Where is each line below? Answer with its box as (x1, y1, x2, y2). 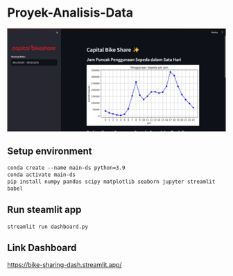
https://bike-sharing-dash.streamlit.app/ (7, 260, 123, 268)
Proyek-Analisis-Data (7, 5, 134, 21)
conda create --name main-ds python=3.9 (7, 164, 126, 171)
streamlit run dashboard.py (7, 223, 89, 230)
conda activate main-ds (7, 171, 76, 178)
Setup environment (7, 145, 92, 157)
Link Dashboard (7, 242, 77, 254)
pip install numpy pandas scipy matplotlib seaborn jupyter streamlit (7, 178, 216, 185)
